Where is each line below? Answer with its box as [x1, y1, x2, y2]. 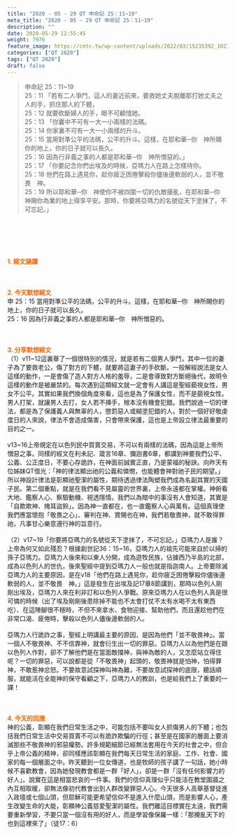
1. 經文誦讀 [7, 257, 38, 265]
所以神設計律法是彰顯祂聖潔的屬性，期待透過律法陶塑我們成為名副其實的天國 [7, 475, 228, 484]
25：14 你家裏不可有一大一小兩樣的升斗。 [24, 126, 145, 134]
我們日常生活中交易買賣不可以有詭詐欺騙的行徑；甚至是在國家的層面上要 [13, 731, 222, 739]
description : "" [7, 23, 55, 30]
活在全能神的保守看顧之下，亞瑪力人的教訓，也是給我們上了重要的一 [31, 674, 228, 683]
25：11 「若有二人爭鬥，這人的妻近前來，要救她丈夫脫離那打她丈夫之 [24, 91, 222, 99]
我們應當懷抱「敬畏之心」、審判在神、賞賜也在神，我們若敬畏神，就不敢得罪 [7, 510, 225, 519]
